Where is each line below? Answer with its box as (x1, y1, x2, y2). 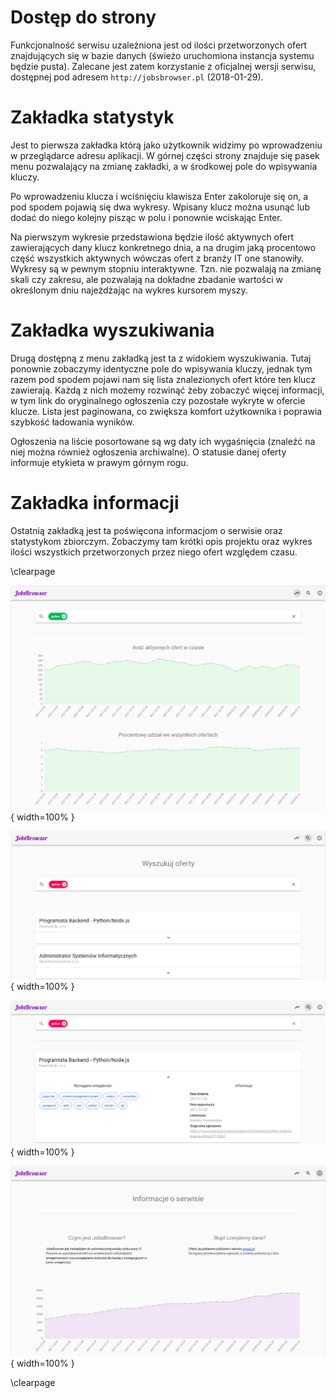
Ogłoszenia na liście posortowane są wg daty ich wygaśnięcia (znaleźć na (10, 435, 316, 447)
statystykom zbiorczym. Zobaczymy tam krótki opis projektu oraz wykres (10, 535, 313, 547)
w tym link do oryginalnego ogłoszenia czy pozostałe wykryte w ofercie (10, 394, 306, 406)
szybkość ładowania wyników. (10, 416, 135, 428)
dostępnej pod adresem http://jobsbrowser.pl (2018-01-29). (10, 71, 264, 83)
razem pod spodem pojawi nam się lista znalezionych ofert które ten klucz (10, 373, 316, 385)
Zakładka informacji (10, 492, 180, 514)
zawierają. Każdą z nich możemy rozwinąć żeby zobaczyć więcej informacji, (10, 384, 325, 396)
